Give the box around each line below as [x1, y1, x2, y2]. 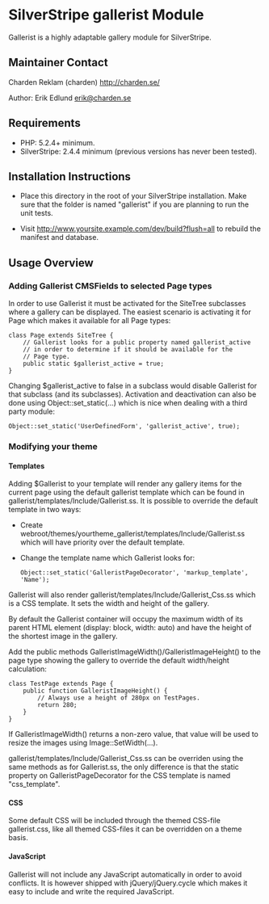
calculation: [8, 664, 47, 674]
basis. [8, 833, 28, 843]
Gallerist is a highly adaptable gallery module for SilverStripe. [8, 32, 212, 42]
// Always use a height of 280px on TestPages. [37, 694, 200, 702]
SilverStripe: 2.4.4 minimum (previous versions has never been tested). [19, 146, 257, 156]
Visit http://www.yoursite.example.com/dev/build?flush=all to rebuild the [19, 224, 261, 233]
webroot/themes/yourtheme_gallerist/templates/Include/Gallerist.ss [19, 529, 245, 539]
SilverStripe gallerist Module [8, 6, 204, 24]
